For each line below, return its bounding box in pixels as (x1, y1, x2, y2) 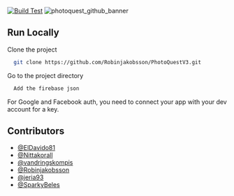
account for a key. (7, 105, 59, 113)
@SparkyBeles (17, 181, 61, 189)
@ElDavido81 (17, 144, 56, 152)
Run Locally (7, 27, 59, 38)
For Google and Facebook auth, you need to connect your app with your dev (7, 98, 227, 106)
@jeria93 (17, 173, 44, 181)
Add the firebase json (13, 84, 80, 92)
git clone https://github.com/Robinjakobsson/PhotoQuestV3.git (13, 59, 201, 66)
